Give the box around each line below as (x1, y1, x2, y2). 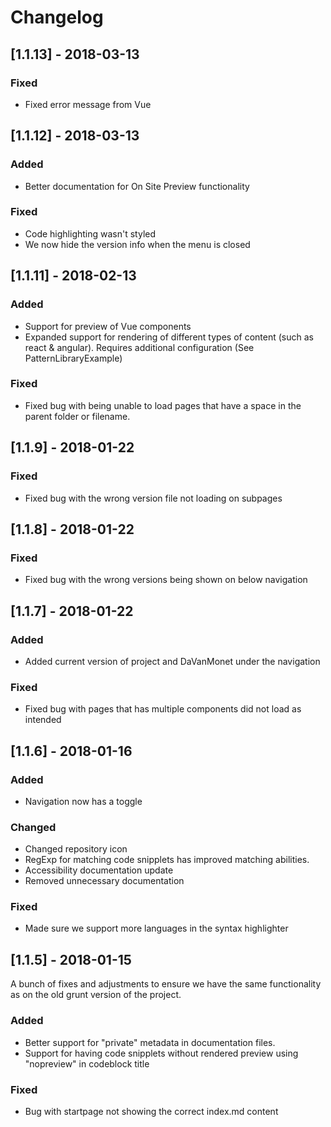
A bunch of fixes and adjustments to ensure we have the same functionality (10, 978, 322, 990)
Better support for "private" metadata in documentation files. (24, 1036, 276, 1048)
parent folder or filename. (24, 410, 131, 422)
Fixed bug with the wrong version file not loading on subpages (24, 492, 283, 504)
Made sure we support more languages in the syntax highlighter (24, 922, 289, 935)
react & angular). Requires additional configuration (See (24, 341, 255, 353)
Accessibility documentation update (24, 864, 174, 876)
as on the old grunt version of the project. (10, 989, 182, 1001)
